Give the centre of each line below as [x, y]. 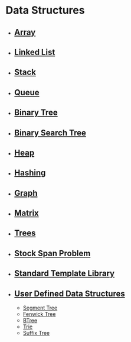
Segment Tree [40, 308]
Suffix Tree [36, 333]
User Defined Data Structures [69, 293]
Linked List [35, 52]
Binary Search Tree [50, 133]
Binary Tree [36, 113]
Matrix [26, 213]
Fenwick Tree [39, 314]
